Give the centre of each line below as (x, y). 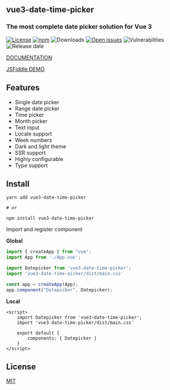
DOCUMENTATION (29, 57)
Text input (27, 127)
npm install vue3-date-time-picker (50, 218)
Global (14, 241)
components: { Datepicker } (62, 338)
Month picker (31, 121)
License (21, 367)
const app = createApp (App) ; (42, 284)
